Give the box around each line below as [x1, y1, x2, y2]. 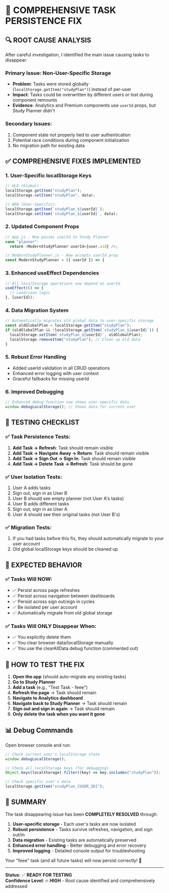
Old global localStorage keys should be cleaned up [12, 546, 118, 552]
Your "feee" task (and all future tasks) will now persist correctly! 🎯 [5, 857, 142, 863]
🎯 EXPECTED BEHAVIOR [5, 561, 82, 569]
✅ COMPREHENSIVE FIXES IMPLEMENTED [5, 157, 141, 165]
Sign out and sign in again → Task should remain [12, 705, 115, 711]
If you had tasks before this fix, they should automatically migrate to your [12, 535, 164, 542]
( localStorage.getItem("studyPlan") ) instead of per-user [12, 86, 132, 93]
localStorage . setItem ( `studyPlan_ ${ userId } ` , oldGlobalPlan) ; [10, 332, 143, 337]
